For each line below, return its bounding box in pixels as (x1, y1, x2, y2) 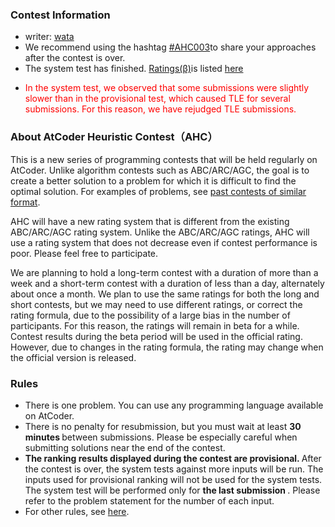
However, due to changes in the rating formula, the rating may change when (10, 341, 324, 353)
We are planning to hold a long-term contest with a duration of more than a (10, 266, 319, 278)
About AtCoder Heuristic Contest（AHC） (10, 130, 218, 144)
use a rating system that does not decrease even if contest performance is (10, 236, 318, 248)
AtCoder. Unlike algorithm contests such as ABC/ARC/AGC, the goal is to (10, 164, 310, 176)
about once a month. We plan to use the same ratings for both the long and (10, 288, 320, 300)
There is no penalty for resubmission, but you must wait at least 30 (24, 420, 302, 432)
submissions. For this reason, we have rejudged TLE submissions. (24, 103, 297, 115)
